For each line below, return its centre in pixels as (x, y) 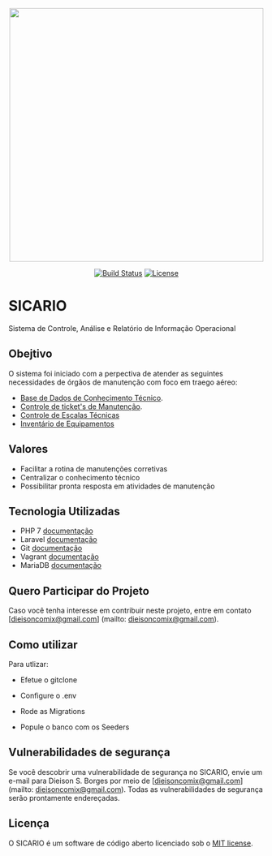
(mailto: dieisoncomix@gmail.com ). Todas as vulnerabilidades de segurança (136, 789)
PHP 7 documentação (56, 531)
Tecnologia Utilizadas (64, 511)
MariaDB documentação (61, 566)
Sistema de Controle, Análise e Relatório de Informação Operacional (122, 328)
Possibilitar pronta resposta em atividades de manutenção (117, 486)
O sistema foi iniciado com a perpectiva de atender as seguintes (116, 373)
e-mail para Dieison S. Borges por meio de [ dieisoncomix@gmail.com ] (126, 781)
